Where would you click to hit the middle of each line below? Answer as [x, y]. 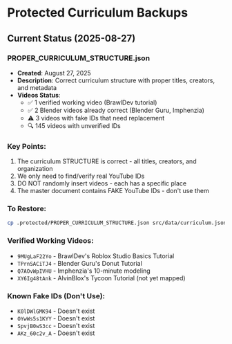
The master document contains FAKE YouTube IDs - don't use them [113, 191]
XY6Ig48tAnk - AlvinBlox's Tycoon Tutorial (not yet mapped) [101, 278]
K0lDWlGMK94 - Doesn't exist [56, 311]
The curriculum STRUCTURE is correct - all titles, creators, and [107, 161]
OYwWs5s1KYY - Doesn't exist [56, 318]
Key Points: [27, 146]
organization [35, 169]
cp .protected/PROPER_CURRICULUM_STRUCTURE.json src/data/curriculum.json [117, 223]
